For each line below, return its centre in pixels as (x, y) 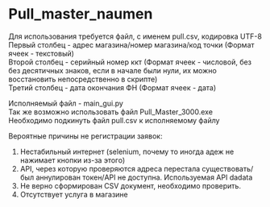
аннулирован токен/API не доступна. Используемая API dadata (144, 177)
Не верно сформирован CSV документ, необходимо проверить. (131, 185)
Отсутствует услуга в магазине (74, 194)
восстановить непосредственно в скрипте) (83, 79)
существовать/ (228, 168)
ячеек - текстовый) (42, 53)
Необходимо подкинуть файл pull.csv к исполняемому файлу (114, 120)
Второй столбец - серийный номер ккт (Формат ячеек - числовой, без (130, 62)
